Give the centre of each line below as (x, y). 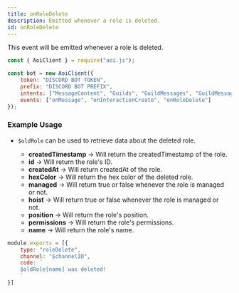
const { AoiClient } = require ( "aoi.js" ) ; (71, 61)
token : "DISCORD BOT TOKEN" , (63, 80)
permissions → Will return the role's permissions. (101, 222)
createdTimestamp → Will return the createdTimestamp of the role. (128, 154)
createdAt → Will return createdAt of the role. (95, 169)
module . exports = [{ (38, 243)
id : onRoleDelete (33, 27)
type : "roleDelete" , (51, 250)
